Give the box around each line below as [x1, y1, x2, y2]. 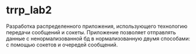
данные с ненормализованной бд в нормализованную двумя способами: [6, 35, 190, 42]
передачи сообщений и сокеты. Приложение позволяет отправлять [6, 28, 177, 35]
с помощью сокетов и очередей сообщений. [6, 41, 118, 48]
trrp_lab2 [6, 3, 52, 17]
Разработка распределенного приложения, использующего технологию [6, 23, 188, 30]
